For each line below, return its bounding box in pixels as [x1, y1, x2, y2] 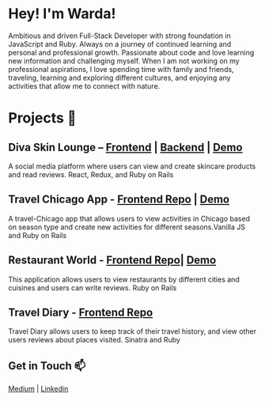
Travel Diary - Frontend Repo [8, 305, 153, 319]
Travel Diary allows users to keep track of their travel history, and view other [8, 327, 257, 336]
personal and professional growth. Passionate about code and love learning [8, 47, 255, 57]
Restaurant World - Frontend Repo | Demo [8, 254, 217, 267]
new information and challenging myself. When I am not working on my [8, 56, 240, 66]
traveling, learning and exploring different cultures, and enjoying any [8, 73, 231, 82]
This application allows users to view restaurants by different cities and [8, 274, 240, 284]
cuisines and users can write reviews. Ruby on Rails [8, 282, 177, 293]
